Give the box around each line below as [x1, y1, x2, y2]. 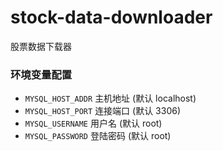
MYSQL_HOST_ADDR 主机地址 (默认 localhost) [24, 92, 197, 105]
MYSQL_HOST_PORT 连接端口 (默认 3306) [24, 105, 182, 117]
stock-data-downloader [10, 6, 213, 29]
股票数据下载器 [10, 40, 72, 52]
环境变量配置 [10, 67, 73, 81]
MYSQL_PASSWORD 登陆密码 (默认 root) [24, 130, 172, 142]
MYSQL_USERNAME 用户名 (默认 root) [24, 117, 163, 130]
